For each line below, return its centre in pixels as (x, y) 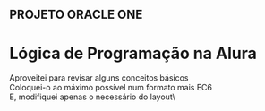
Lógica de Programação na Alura (133, 53)
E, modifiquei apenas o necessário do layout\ (93, 97)
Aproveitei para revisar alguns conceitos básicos (99, 78)
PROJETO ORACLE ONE (76, 15)
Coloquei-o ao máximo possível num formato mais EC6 (111, 88)
